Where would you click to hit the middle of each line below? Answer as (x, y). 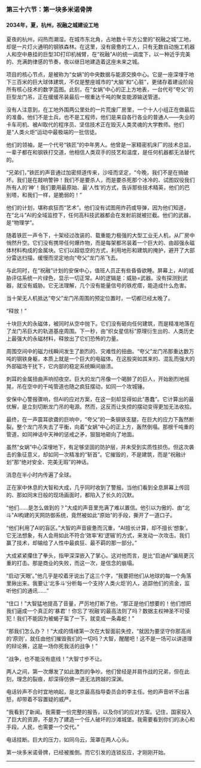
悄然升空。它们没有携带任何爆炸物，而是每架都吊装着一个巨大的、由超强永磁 (100, 243)
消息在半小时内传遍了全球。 (40, 475)
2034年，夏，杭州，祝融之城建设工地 (52, 25)
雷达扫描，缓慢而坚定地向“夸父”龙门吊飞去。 (66, 258)
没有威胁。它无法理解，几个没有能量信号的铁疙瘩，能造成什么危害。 (106, 286)
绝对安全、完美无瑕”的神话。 (57, 462)
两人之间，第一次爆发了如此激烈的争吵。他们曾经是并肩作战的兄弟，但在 (95, 672)
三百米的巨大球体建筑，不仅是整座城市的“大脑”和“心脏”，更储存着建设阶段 (102, 82)
